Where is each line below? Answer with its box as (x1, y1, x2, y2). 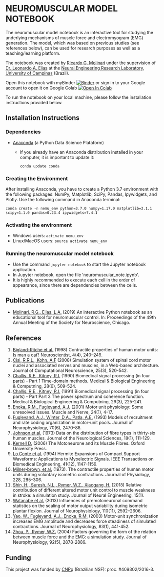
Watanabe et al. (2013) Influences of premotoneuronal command (12, 498, 143, 504)
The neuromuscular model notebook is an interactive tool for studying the (5, 29, 153, 35)
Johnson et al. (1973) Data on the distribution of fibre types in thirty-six (12, 430, 156, 436)
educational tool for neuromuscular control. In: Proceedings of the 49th (12, 314, 156, 321)
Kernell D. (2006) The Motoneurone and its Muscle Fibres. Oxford (12, 440, 145, 446)
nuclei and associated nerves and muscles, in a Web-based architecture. (12, 363, 160, 369)
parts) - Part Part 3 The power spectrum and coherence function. (12, 393, 144, 399)
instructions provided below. (5, 99, 63, 105)
